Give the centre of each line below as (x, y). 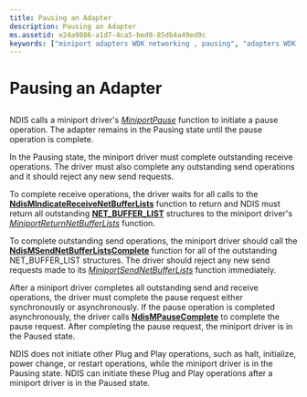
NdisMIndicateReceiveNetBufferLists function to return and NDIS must (145, 204)
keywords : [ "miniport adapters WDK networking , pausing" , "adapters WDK (153, 43)
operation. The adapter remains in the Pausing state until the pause (136, 130)
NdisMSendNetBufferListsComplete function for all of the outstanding (143, 250)
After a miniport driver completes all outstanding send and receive (134, 287)
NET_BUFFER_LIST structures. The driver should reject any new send (140, 260)
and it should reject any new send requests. (92, 176)
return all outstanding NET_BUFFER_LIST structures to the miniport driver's (151, 213)
